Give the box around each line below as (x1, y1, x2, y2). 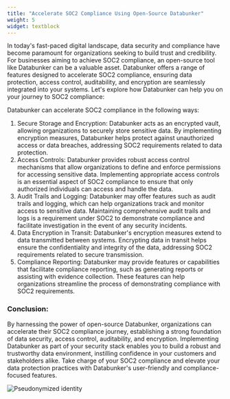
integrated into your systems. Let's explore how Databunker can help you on (7, 85, 223, 93)
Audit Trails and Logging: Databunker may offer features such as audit (16, 192, 216, 201)
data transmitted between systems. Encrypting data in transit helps (16, 236, 207, 244)
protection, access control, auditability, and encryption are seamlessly (7, 78, 206, 87)
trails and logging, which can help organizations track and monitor (16, 200, 205, 208)
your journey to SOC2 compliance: (7, 93, 105, 101)
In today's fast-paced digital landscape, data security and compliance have (7, 42, 220, 50)
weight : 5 (7, 16, 36, 23)
